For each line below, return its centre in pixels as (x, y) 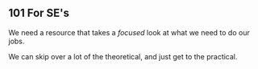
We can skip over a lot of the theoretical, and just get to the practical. (123, 56)
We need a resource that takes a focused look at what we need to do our (129, 32)
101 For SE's (39, 13)
